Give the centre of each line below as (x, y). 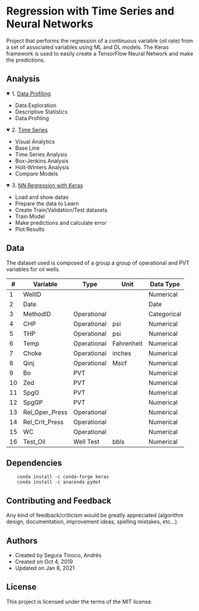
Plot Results (30, 229)
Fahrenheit (128, 343)
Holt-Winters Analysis (42, 167)
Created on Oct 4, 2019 (44, 561)
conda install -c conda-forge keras (63, 477)
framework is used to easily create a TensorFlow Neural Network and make (100, 53)
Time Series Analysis (41, 154)
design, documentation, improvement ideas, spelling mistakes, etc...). (93, 522)
